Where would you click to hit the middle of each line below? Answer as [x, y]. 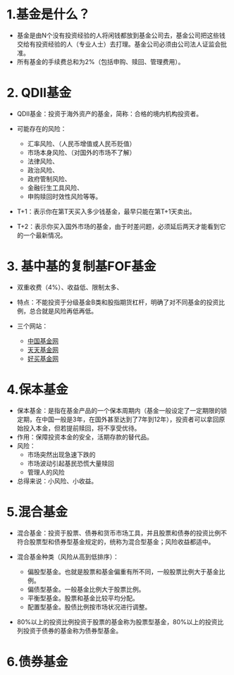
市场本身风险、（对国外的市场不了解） [81, 152]
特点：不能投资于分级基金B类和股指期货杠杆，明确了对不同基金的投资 [118, 302]
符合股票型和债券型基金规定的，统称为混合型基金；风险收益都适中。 [116, 541]
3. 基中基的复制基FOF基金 [81, 267]
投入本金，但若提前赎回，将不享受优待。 [82, 428]
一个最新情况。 [45, 235]
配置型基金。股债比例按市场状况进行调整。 [89, 607]
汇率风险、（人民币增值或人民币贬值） [81, 143]
